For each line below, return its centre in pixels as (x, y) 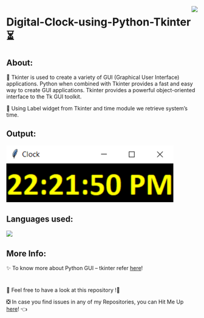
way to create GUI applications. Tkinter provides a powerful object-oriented (101, 90)
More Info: (26, 254)
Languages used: (40, 219)
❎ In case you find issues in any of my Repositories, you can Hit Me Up (95, 302)
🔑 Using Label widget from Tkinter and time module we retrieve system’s (97, 108)
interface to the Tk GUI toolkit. (44, 96)
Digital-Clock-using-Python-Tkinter (99, 22)
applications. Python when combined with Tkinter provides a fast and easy (100, 84)
